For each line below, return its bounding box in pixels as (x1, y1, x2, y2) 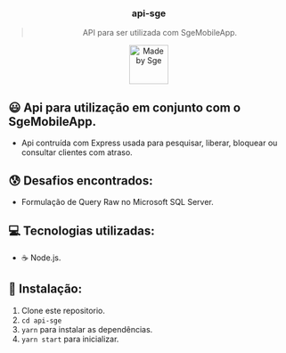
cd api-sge (20, 316, 62, 325)
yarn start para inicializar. (20, 333, 119, 344)
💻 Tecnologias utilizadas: (8, 224, 155, 239)
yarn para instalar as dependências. (20, 324, 153, 334)
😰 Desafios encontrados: (8, 173, 153, 188)
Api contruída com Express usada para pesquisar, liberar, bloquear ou (20, 137, 278, 149)
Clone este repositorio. (20, 305, 106, 316)
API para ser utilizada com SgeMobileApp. (82, 28, 238, 38)
